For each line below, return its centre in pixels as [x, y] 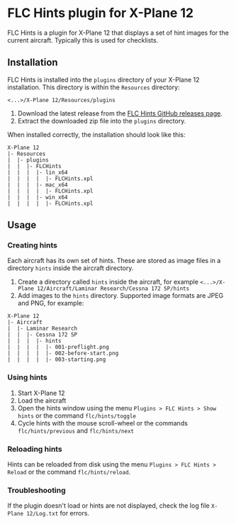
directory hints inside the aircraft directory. [71, 268]
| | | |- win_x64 [38, 197]
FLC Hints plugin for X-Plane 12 [100, 13]
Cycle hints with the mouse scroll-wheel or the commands [102, 423]
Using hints [27, 377]
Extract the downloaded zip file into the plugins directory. [102, 121]
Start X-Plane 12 [41, 393]
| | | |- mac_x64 [38, 185]
